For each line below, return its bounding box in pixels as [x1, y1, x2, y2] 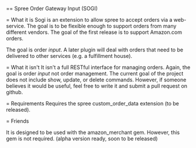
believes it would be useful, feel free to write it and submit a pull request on [6, 82, 188, 90]
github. [6, 89, 23, 95]
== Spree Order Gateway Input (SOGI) [6, 5, 98, 12]
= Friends [6, 118, 29, 125]
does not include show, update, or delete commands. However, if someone [6, 76, 187, 83]
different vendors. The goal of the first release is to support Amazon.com [6, 29, 183, 36]
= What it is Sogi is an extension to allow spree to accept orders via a [6, 16, 173, 23]
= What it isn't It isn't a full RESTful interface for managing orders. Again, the [6, 64, 191, 71]
